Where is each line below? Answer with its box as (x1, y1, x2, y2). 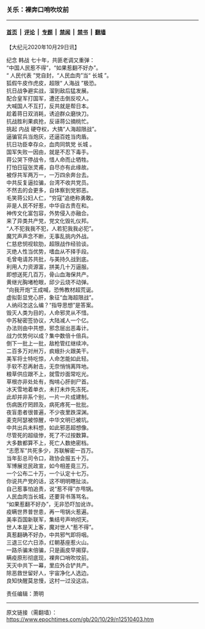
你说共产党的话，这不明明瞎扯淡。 (6, 477, 92, 484)
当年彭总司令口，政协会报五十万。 (6, 454, 92, 462)
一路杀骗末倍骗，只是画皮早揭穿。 (6, 546, 92, 554)
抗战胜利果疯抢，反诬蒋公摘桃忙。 (6, 118, 92, 125)
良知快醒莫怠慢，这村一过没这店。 (6, 577, 92, 584)
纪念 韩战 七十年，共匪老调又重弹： (6, 56, 95, 64)
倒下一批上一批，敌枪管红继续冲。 (6, 339, 92, 347)
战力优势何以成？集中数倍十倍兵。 (6, 332, 92, 339)
